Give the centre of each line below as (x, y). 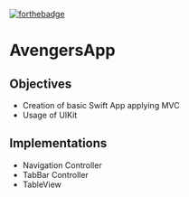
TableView (42, 184)
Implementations (58, 143)
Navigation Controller (62, 165)
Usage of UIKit (50, 115)
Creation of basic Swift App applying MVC (101, 105)
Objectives (41, 84)
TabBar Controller (55, 174)
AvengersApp (62, 51)
